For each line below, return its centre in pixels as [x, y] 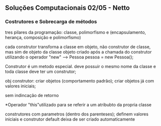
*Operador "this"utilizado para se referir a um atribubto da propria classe [78, 105]
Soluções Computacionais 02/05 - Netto [67, 8]
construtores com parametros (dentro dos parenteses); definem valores [77, 114]
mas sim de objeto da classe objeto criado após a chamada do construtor [78, 52]
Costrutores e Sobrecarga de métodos [51, 22]
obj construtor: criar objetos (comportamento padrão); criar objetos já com [80, 81]
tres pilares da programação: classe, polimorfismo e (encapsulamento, [76, 32]
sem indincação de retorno [32, 95]
